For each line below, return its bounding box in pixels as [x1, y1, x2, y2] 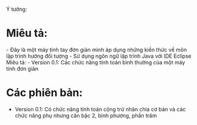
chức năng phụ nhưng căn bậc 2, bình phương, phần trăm [14, 112, 157, 119]
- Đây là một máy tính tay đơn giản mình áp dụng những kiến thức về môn [6, 46, 187, 53]
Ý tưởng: [6, 6, 27, 12]
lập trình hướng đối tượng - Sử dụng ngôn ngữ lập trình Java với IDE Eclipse [6, 52, 192, 60]
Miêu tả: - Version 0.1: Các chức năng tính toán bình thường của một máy [6, 58, 186, 65]
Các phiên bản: [6, 86, 83, 99]
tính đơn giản [6, 65, 39, 72]
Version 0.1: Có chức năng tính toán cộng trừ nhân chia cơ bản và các [14, 105, 186, 112]
